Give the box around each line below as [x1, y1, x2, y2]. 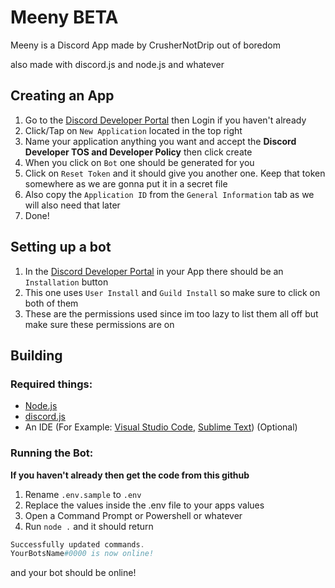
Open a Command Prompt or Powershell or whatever [24, 509, 243, 521]
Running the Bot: [10, 446, 94, 460]
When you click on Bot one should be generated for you [24, 156, 255, 168]
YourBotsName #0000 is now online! [10, 549, 155, 559]
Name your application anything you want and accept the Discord [24, 135, 297, 147]
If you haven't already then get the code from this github [10, 469, 250, 481]
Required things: [10, 377, 93, 391]
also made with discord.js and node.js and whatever [10, 58, 225, 70]
